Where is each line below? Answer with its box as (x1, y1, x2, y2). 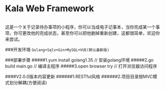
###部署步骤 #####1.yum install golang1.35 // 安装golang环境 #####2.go (5, 57, 154, 63)
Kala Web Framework (5, 3, 94, 14)
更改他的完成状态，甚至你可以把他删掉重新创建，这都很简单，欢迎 (22, 30, 156, 36)
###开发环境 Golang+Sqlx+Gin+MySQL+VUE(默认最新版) (5, 46, 110, 52)
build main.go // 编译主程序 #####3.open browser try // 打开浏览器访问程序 (5, 63, 157, 69)
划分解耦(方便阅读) (9, 79, 48, 86)
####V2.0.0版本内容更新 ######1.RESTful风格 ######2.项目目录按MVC (5, 73, 153, 79)
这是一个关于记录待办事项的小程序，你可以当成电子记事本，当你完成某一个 (5, 24, 156, 30)
